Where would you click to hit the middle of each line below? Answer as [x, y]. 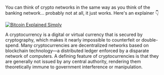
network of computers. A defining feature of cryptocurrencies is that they [82, 56]
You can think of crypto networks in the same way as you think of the [78, 7]
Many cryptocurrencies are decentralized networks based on [85, 45]
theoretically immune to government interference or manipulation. [74, 67]
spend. [13, 45]
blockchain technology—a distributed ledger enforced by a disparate [77, 51]
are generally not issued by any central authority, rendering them [73, 61]
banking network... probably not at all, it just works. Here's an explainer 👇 [82, 13]
